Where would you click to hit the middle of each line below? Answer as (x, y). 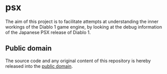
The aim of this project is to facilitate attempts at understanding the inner (82, 21)
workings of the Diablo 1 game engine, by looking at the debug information (84, 27)
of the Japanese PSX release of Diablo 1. (48, 32)
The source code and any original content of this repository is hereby (78, 61)
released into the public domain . (39, 66)
